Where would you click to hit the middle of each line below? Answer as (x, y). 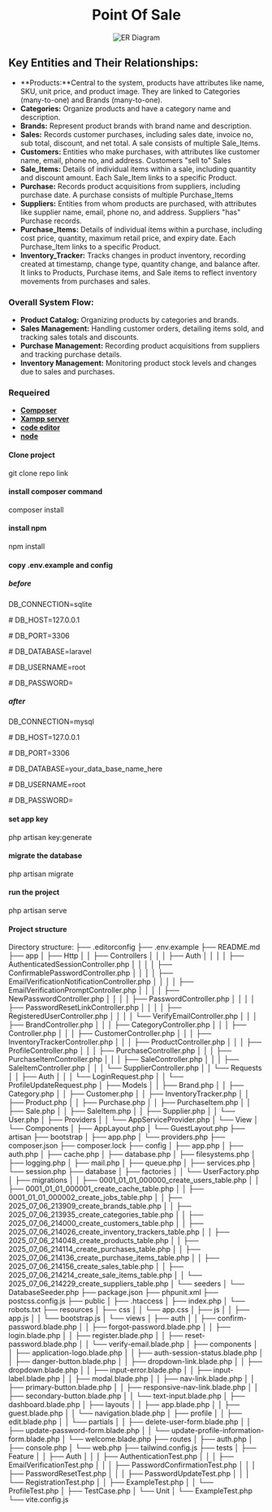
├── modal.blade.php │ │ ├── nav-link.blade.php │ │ (165, 1379)
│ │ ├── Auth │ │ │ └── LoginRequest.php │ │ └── (96, 1077)
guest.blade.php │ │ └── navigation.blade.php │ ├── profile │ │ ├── (125, 1413)
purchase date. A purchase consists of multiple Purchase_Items (127, 195)
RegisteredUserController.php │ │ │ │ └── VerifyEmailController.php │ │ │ (133, 1016)
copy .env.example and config (61, 565)
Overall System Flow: (51, 302)
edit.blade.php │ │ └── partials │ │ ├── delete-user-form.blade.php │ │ (130, 1422)
